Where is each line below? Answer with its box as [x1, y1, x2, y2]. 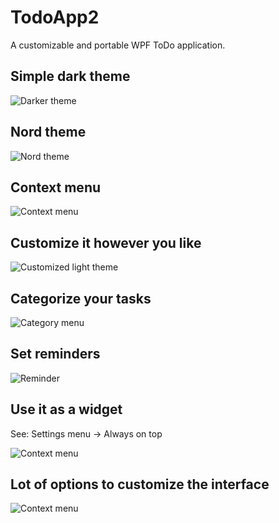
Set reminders [10, 346, 101, 363]
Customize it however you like [10, 234, 202, 251]
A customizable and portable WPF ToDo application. [10, 39, 226, 51]
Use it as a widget [10, 401, 123, 418]
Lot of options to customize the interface [10, 476, 270, 493]
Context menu [10, 179, 102, 196]
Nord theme [10, 124, 87, 141]
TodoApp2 [10, 6, 100, 29]
